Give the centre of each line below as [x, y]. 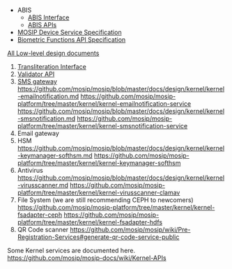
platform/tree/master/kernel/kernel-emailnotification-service [104, 103]
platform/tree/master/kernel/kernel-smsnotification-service [102, 126]
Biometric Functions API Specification [71, 40]
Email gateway [38, 133]
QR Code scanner [43, 230]
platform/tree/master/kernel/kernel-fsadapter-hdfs [90, 222]
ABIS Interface [48, 17]
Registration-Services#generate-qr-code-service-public [98, 237]
